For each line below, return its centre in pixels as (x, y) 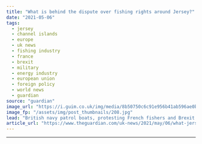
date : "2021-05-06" (31, 17)
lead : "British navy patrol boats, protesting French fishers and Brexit (101, 118)
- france (23, 56)
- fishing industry (36, 51)
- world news (28, 90)
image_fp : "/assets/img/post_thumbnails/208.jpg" (70, 112)
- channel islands (35, 34)
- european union (33, 79)
